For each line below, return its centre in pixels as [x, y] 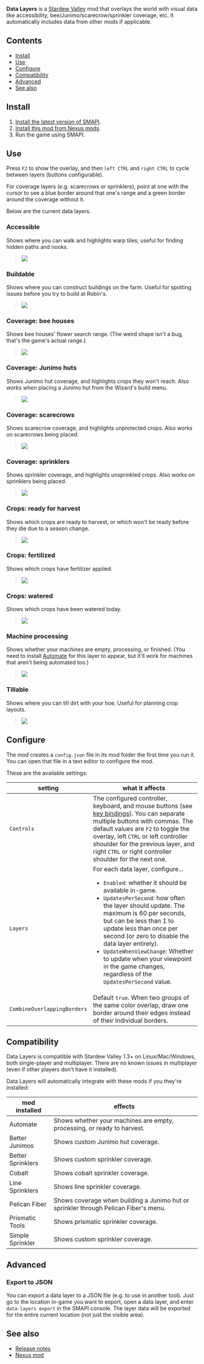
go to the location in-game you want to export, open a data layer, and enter [100, 1302]
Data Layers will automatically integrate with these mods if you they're [94, 1081]
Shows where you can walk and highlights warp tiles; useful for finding [95, 240]
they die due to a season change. [48, 528]
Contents [24, 41]
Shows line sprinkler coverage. [97, 1187]
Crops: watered [30, 596]
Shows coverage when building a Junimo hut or [121, 1200]
